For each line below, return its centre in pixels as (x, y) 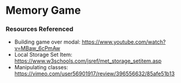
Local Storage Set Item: (43, 55)
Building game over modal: (47, 42)
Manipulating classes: (41, 67)
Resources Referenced (40, 29)
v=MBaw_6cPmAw (37, 48)
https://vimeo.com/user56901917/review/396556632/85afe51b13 (94, 74)
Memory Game (43, 10)
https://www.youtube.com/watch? (124, 42)
